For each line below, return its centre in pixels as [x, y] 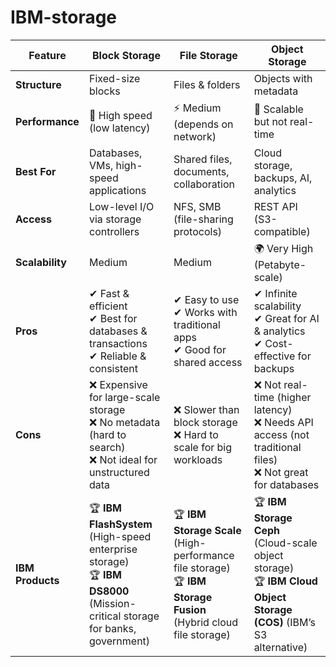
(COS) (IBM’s [284, 622]
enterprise [113, 549]
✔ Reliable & [117, 356]
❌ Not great [281, 472]
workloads [198, 459]
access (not [281, 434]
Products [37, 580]
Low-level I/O [121, 206]
